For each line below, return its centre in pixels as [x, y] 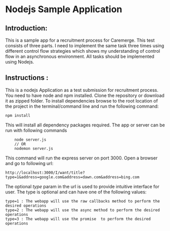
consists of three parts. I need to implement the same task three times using [85, 46]
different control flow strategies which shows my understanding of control [83, 51]
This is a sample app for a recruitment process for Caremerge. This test [80, 40]
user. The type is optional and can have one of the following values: [76, 192]
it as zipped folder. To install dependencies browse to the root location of [82, 101]
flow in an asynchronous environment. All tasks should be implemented [80, 56]
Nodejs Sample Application [64, 9]
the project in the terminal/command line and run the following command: [82, 106]
